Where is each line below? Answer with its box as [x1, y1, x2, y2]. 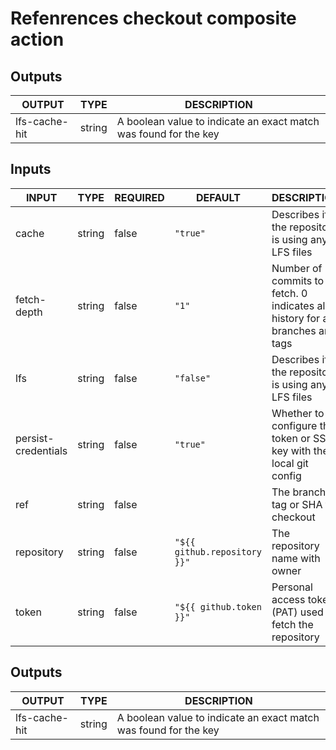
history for [271, 311, 321, 325]
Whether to [271, 406, 325, 420]
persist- [15, 431, 55, 445]
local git [271, 456, 309, 470]
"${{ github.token [174, 601, 262, 612]
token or [271, 431, 311, 445]
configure [271, 418, 318, 432]
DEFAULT [196, 190, 241, 204]
